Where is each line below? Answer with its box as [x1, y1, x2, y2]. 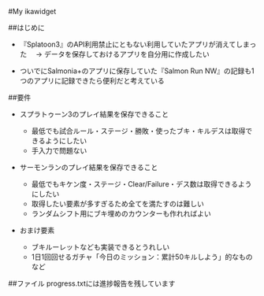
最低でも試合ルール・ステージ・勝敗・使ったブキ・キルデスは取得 [31, 126, 246, 135]
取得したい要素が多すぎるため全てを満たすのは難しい [31, 199, 205, 208]
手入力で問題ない [31, 146, 87, 155]
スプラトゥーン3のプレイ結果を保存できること [19, 109, 169, 119]
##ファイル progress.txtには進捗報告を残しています [8, 279, 176, 288]
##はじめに [8, 23, 45, 32]
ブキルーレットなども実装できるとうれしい [31, 242, 170, 251]
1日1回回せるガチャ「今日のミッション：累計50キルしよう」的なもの [31, 252, 253, 261]
